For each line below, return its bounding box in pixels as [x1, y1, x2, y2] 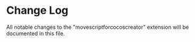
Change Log [6, 4, 68, 17]
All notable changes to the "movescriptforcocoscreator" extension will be [6, 23, 189, 31]
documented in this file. [6, 29, 65, 37]
